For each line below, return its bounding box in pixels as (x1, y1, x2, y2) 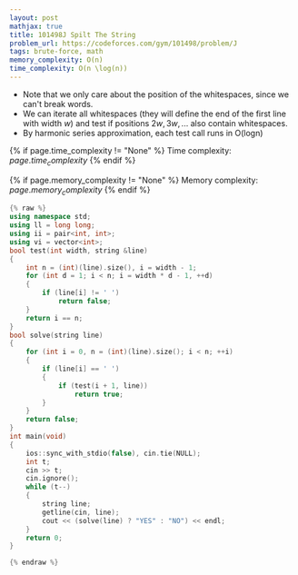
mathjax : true (9, 22, 64, 31)
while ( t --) (25, 482, 71, 491)
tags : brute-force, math (9, 47, 104, 56)
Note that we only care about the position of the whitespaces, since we (22, 88, 289, 100)
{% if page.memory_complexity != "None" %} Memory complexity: (9, 174, 259, 185)
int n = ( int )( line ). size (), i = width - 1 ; (25, 263, 197, 273)
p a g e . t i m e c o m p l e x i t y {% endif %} (9, 154, 136, 168)
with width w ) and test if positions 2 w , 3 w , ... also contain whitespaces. (22, 117, 288, 128)
